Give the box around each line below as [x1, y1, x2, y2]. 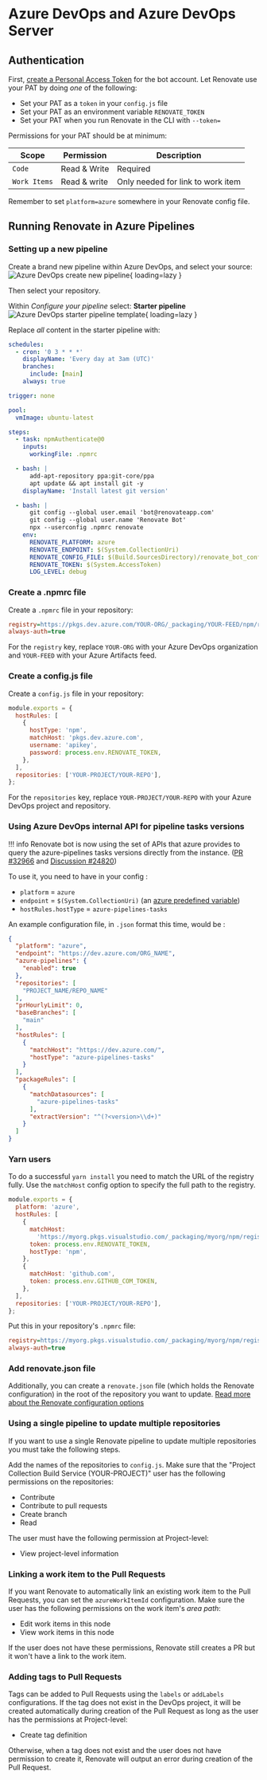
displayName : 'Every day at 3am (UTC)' [22, 356, 155, 363]
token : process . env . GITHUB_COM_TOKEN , [29, 1277, 158, 1285]
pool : [8, 406, 26, 415]
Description [156, 150, 202, 160]
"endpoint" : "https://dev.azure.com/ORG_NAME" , [15, 949, 176, 957]
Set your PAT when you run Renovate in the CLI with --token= [19, 116, 221, 124]
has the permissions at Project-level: [8, 1715, 128, 1724]
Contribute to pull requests [19, 1500, 108, 1511]
